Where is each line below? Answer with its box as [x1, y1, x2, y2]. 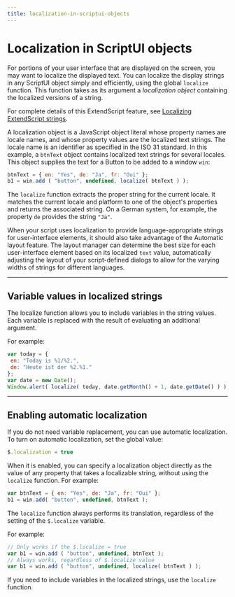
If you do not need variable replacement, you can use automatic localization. [7, 428, 228, 436]
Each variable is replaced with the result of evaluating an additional [7, 316, 201, 325]
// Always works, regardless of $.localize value [7, 556, 155, 563]
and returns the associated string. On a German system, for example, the [7, 205, 218, 213]
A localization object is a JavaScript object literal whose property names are [7, 127, 227, 136]
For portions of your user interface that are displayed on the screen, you [7, 64, 215, 72]
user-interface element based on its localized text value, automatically [7, 248, 211, 257]
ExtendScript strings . [7, 114, 68, 122]
